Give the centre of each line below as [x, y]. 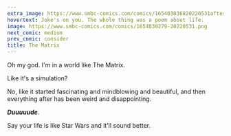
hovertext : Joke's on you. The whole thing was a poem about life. [106, 20]
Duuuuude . [23, 112]
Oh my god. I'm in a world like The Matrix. [66, 65]
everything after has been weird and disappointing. [79, 99]
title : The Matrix [33, 45]
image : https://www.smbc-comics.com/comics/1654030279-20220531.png [107, 26]
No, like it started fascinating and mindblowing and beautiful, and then [107, 91]
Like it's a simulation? [37, 78]
